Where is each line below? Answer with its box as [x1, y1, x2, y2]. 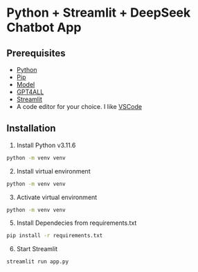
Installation [6, 123, 56, 135]
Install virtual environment [16, 167, 91, 175]
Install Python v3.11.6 [16, 141, 76, 149]
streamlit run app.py [6, 258, 69, 265]
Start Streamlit [16, 245, 58, 253]
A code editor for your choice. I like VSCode [16, 103, 143, 110]
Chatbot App [6, 19, 82, 35]
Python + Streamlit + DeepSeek [6, 5, 191, 21]
